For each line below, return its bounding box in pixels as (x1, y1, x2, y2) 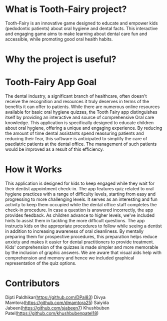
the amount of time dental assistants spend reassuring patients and (5, 130, 144, 136)
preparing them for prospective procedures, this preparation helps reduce (5, 234, 157, 239)
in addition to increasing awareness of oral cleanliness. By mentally (5, 228, 144, 234)
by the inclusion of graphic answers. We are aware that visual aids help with (5, 249, 161, 255)
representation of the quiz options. (5, 260, 76, 266)
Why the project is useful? (5, 54, 116, 65)
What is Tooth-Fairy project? (5, 4, 127, 15)
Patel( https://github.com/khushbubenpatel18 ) (5, 310, 99, 316)
